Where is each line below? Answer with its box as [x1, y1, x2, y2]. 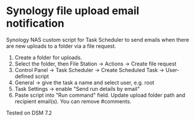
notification [6, 17, 64, 30]
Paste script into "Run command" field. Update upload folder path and [14, 91, 186, 99]
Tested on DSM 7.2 [6, 109, 52, 116]
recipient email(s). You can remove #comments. [14, 97, 132, 104]
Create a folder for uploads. [14, 54, 83, 61]
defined [14, 73, 34, 80]
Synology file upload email [6, 4, 139, 18]
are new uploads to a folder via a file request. [6, 42, 116, 50]
